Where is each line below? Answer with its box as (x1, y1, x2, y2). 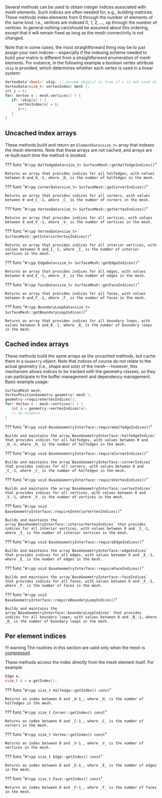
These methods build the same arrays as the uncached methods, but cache (5, 353, 156, 358)
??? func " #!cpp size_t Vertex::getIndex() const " (5, 732, 107, 737)
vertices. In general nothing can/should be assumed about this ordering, (5, 25, 149, 31)
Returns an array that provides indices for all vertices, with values (5, 215, 152, 220)
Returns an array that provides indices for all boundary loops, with (5, 318, 150, 323)
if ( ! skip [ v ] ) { (11, 98, 47, 102)
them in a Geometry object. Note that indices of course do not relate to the (5, 358, 151, 364)
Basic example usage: (5, 378, 49, 385)
